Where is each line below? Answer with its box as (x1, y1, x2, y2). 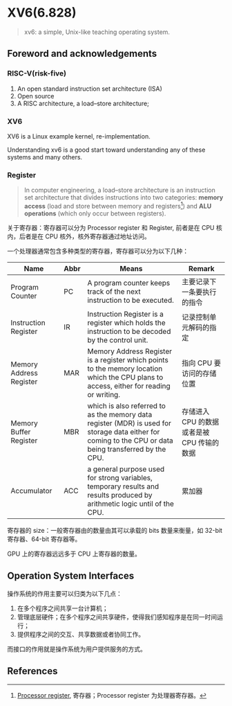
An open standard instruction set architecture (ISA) (17, 85, 162, 93)
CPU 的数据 (182, 417, 220, 427)
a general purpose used (87, 464, 165, 474)
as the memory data (87, 409, 153, 419)
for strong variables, (87, 473, 153, 482)
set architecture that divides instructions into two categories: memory (23, 193, 224, 202)
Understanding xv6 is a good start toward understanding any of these (7, 145, 206, 154)
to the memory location (87, 364, 163, 373)
